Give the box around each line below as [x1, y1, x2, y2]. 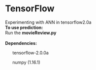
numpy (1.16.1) [12, 59, 40, 65]
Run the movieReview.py [5, 30, 57, 35]
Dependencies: [5, 40, 37, 46]
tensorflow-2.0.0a [12, 50, 49, 56]
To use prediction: [5, 24, 43, 30]
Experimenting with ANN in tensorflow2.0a [5, 19, 92, 25]
